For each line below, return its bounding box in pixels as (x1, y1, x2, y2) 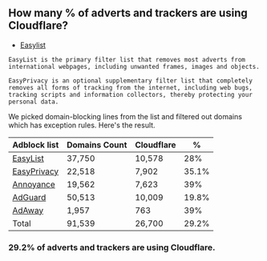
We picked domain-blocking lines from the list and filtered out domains (8, 111, 243, 121)
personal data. (8, 98, 59, 106)
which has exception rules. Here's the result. (8, 120, 156, 130)
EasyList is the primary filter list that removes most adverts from (8, 55, 246, 63)
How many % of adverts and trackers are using (8, 6, 248, 20)
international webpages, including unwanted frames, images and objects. (8, 62, 261, 70)
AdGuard (12, 191, 47, 203)
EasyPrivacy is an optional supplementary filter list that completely (8, 76, 253, 85)
